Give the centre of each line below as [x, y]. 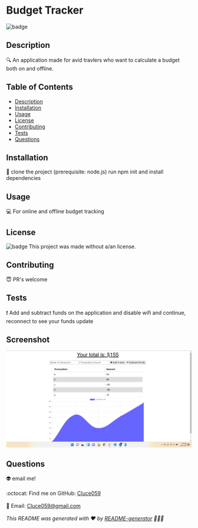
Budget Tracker [45, 10]
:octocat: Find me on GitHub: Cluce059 [54, 493]
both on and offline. [30, 68]
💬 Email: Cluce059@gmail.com [43, 506]
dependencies [24, 178]
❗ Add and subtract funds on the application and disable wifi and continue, [96, 313]
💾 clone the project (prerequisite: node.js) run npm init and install [85, 172]
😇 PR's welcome [27, 279]
